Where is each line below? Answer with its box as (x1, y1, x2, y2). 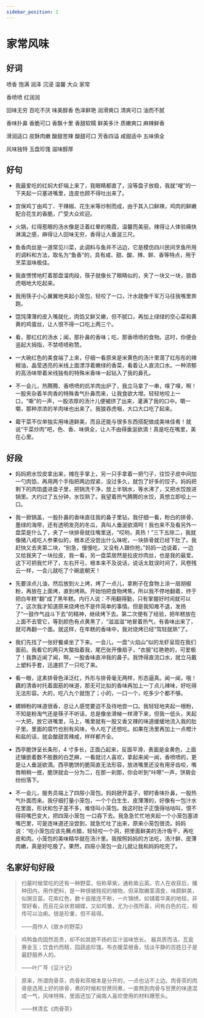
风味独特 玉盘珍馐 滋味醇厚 (6, 145, 74, 152)
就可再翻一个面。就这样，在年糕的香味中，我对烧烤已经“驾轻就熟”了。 (15, 626, 191, 633)
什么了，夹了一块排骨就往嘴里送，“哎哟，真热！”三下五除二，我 (31, 529, 191, 536)
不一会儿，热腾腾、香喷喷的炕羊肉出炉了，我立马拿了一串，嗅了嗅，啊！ (15, 382, 197, 390)
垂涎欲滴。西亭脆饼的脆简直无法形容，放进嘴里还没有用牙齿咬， (31, 761, 192, 768)
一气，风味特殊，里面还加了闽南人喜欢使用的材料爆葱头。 (26, 992, 171, 1000)
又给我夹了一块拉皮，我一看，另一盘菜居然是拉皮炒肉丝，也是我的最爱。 (15, 552, 197, 559)
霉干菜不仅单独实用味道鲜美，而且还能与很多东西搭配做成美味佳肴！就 (15, 418, 192, 425)
